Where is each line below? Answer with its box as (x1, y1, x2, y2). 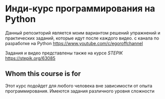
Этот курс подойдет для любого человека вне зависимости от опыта (5, 83, 153, 89)
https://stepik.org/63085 (5, 55, 56, 61)
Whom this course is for (5, 70, 81, 78)
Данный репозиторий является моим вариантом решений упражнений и (5, 30, 161, 36)
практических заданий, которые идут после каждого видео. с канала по (5, 35, 160, 41)
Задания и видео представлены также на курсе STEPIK (5, 50, 123, 56)
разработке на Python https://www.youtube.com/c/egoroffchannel (5, 40, 143, 46)
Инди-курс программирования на (5, 3, 156, 14)
